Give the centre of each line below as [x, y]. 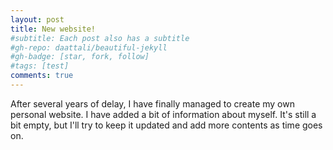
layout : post [37, 19]
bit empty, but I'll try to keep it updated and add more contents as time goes [166, 125]
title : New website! [53, 29]
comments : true [42, 76]
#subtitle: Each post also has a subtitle [100, 38]
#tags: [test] [40, 66]
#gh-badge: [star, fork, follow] [80, 57]
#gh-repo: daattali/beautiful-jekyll [89, 47]
